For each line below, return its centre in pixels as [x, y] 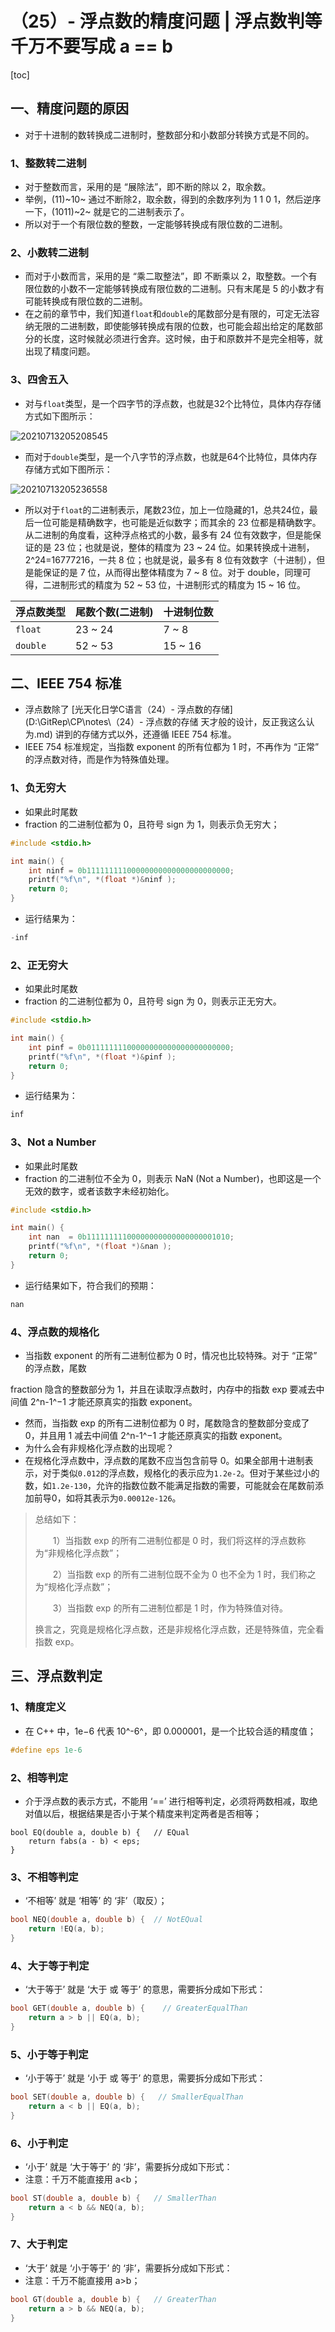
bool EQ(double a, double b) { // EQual [100, 1832]
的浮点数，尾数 [55, 1368]
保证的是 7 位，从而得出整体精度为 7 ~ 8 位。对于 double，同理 [172, 572]
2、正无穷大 [39, 965]
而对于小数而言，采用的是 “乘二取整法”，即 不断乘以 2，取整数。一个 [166, 276]
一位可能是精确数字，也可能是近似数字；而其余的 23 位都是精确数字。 [177, 522]
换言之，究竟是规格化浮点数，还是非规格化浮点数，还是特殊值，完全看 [179, 1629]
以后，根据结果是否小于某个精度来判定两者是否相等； [152, 1813]
